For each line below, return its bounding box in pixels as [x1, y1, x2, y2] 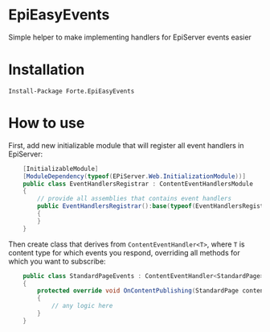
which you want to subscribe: [8, 256, 106, 266]
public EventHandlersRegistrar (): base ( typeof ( [37, 202, 196, 210]
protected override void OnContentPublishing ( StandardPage [37, 287, 239, 295]
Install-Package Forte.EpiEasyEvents [8, 87, 135, 95]
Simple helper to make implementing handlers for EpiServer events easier [8, 32, 252, 42]
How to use [8, 114, 85, 132]
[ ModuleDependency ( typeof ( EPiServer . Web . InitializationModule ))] [22, 172, 247, 181]
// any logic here [51, 302, 113, 310]
